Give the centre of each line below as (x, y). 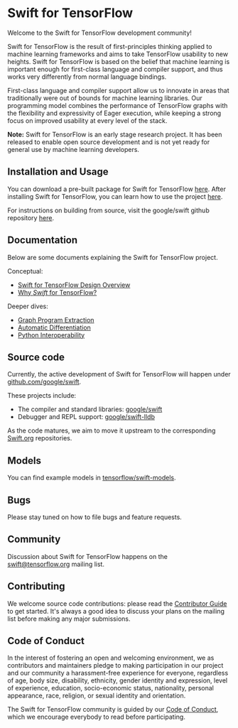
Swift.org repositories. (40, 438)
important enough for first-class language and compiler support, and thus (115, 69)
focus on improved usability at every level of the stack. (87, 120)
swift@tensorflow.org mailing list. (56, 564)
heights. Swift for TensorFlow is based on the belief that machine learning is (119, 61)
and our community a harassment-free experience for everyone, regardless (118, 673)
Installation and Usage (58, 172)
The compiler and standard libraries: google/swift (90, 409)
